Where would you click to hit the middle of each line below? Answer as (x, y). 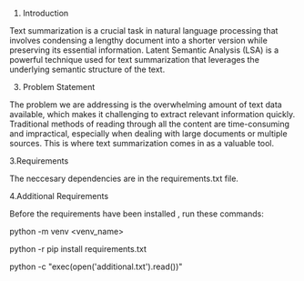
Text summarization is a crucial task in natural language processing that (144, 30)
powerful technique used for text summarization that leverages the (134, 60)
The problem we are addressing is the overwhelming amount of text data (146, 105)
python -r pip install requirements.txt (78, 249)
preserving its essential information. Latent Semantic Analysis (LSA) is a (144, 50)
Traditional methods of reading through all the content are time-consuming (149, 124)
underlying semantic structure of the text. (87, 69)
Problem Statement (59, 87)
